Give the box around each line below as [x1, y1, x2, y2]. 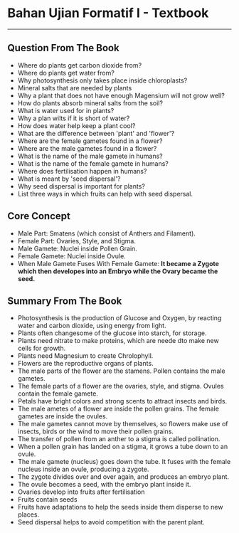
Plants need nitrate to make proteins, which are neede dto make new [17, 337, 219, 345]
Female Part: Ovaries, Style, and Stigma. [17, 236, 137, 245]
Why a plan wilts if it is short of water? [17, 114, 130, 122]
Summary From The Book [7, 295, 122, 307]
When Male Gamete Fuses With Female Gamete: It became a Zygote [17, 259, 219, 268]
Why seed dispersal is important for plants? [17, 181, 146, 190]
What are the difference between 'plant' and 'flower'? [17, 129, 175, 137]
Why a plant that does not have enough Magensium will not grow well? [17, 91, 225, 100]
